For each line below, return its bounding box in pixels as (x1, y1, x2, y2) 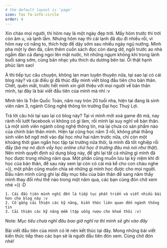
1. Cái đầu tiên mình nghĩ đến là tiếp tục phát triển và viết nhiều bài (5, 191, 162, 197)
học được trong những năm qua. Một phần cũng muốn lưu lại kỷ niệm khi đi (5, 155, 160, 161)
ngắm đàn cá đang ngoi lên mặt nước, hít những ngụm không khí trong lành (5, 52, 160, 58)
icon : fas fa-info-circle (5, 12, 59, 17)
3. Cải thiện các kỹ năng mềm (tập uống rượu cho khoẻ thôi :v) (5, 209, 142, 214)
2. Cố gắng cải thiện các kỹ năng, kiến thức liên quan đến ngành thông (5, 200, 160, 205)
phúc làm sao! (5, 62, 34, 68)
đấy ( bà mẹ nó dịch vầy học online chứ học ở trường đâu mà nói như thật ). (5, 145, 159, 151)
